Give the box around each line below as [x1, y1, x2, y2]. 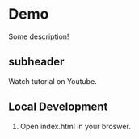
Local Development [8, 100, 108, 114]
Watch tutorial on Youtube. [8, 76, 97, 86]
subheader [8, 55, 65, 69]
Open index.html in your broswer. [19, 121, 131, 131]
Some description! [8, 32, 69, 41]
